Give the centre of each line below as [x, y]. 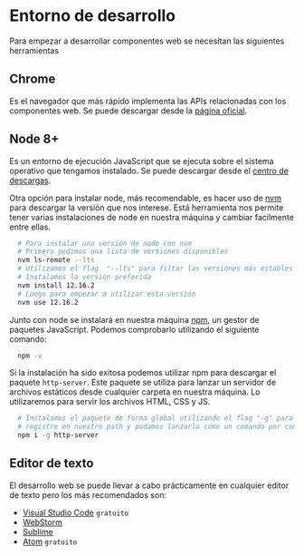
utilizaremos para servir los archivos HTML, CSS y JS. [110, 402]
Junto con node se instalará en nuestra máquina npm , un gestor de [134, 319]
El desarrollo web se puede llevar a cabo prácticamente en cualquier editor [149, 485]
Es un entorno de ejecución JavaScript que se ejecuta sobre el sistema [142, 161]
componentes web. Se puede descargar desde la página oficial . [128, 111]
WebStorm [43, 522]
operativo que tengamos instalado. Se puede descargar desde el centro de [149, 171]
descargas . [30, 180]
